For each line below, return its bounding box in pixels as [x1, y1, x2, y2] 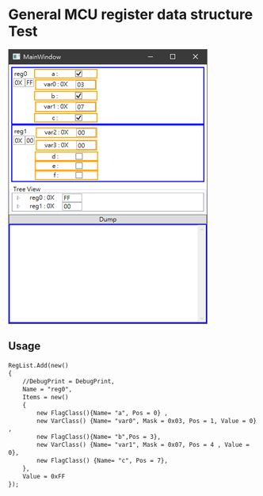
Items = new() [22, 393, 69, 401]
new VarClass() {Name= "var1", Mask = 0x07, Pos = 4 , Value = [36, 441, 250, 448]
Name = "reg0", [22, 385, 73, 393]
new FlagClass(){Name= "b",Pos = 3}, [36, 433, 161, 441]
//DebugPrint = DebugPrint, [22, 377, 115, 385]
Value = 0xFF [22, 472, 66, 480]
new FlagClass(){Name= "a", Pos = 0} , [36, 409, 169, 417]
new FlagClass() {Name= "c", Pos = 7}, [36, 456, 169, 464]
